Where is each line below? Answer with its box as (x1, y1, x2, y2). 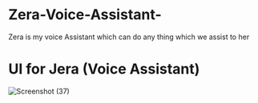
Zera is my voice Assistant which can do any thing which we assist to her (8, 32, 250, 42)
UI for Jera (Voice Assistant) (8, 60, 200, 78)
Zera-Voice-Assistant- (8, 6, 162, 24)
